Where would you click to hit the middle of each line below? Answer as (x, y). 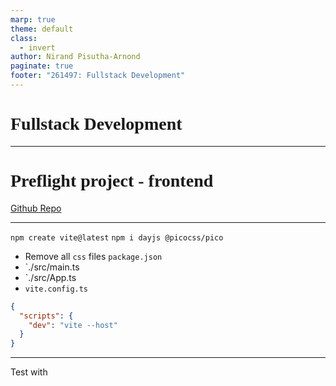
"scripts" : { (46, 316)
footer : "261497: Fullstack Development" (98, 76)
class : (24, 38)
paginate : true (42, 66)
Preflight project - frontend (112, 181)
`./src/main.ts (52, 267)
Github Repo (36, 208)
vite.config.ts (56, 289)
